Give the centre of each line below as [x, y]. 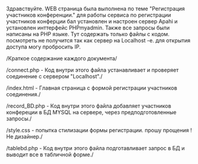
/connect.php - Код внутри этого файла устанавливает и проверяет [92, 70]
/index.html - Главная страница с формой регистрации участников [92, 88]
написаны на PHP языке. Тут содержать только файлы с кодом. [88, 34]
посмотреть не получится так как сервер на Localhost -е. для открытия [98, 40]
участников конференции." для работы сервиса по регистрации [88, 15]
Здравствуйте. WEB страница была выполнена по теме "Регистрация [95, 9]
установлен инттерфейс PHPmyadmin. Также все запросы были [88, 28]
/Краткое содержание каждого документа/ [62, 58]
